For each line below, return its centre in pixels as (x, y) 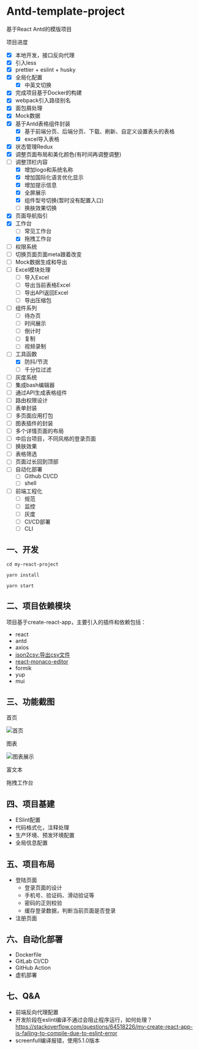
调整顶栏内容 (31, 162)
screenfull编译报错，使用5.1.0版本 (58, 1040)
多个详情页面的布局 (39, 431)
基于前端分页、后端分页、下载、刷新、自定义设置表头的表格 (99, 131)
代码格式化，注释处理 (42, 827)
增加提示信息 (40, 185)
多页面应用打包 (34, 416)
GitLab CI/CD (32, 961)
